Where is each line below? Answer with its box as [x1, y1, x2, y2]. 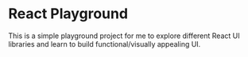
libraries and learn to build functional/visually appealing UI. [8, 39, 201, 48]
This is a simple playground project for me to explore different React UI [8, 31, 240, 40]
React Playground [8, 5, 129, 23]
